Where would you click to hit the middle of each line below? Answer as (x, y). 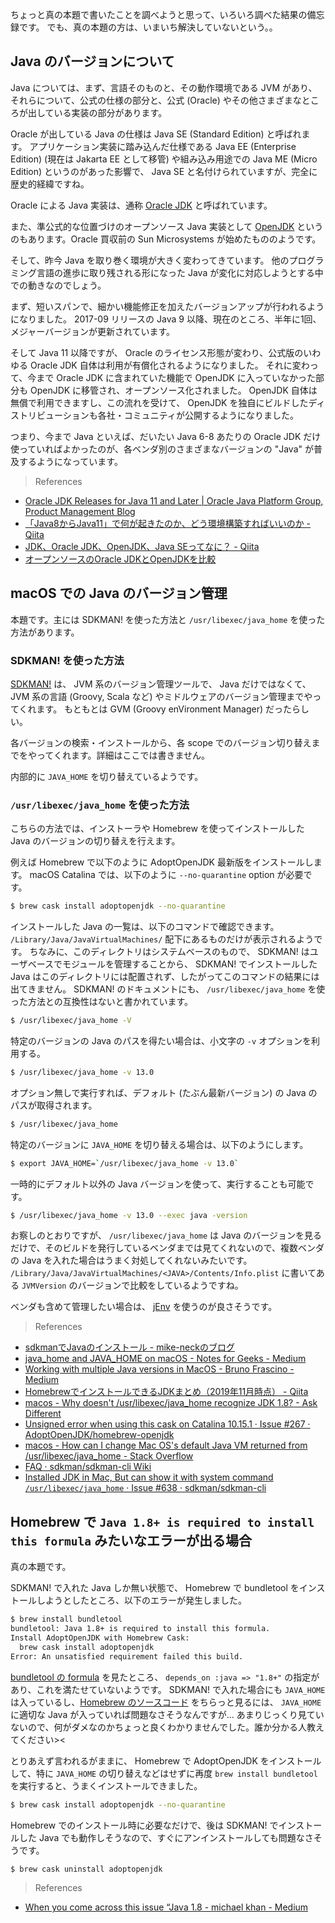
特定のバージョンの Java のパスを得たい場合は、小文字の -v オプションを (161, 1040)
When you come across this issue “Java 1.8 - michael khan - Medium (166, 1907)
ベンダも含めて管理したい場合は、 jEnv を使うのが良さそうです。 (144, 1307)
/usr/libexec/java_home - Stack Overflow (109, 1456)
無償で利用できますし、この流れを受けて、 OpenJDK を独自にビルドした (159, 402)
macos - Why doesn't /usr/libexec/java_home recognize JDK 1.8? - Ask (171, 1403)
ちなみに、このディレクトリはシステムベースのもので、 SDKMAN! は (169, 952)
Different (43, 1414)
